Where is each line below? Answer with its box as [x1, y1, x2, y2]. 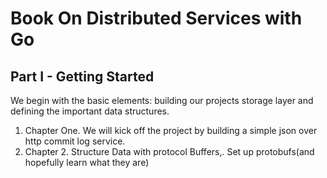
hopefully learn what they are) [24, 157, 150, 168]
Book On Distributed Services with [10, 7, 303, 30]
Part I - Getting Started [10, 68, 155, 85]
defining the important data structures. [10, 105, 170, 117]
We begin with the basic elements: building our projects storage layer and [10, 95, 314, 106]
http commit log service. [24, 135, 126, 147]
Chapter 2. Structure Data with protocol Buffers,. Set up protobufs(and [24, 146, 315, 157]
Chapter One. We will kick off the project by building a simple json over [24, 125, 318, 136]
